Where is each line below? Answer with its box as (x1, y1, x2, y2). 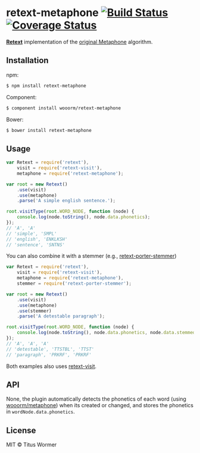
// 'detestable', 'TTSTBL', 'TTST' (6, 346, 95, 352)
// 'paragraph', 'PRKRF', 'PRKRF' (6, 351, 92, 358)
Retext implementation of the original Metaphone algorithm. (6, 38, 153, 45)
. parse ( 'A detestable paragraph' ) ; (17, 313, 105, 319)
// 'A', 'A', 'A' (6, 341, 49, 347)
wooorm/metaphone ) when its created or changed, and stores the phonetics (6, 402, 193, 409)
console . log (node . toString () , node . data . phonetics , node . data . (17, 330, 177, 336)
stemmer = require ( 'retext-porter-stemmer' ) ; (17, 281, 132, 287)
